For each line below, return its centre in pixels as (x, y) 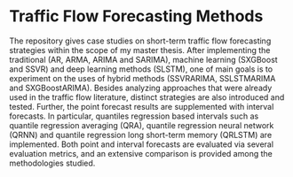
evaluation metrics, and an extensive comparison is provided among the (141, 153)
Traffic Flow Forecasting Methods (136, 16)
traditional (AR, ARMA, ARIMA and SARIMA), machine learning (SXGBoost (143, 59)
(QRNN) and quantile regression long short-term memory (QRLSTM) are (141, 135)
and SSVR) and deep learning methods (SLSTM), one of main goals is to (141, 69)
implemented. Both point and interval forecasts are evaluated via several (141, 144)
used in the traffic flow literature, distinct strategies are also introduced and (147, 97)
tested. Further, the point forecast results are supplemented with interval (142, 106)
